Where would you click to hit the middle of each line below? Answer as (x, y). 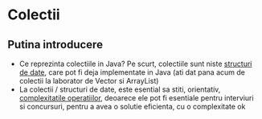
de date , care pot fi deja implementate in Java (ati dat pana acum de (132, 72)
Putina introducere (55, 45)
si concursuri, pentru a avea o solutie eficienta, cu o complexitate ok (132, 107)
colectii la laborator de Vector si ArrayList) (89, 81)
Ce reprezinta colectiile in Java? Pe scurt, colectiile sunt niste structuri (135, 64)
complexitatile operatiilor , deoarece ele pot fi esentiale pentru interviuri (136, 98)
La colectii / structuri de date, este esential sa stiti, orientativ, (120, 89)
